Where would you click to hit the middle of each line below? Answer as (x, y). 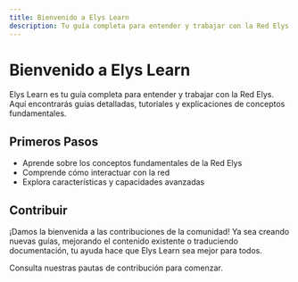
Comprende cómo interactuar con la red (96, 173)
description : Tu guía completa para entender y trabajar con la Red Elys (149, 26)
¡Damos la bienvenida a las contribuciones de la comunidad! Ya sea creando (149, 232)
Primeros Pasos (54, 141)
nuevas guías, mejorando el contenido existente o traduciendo (124, 241)
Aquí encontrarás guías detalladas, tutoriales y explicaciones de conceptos (147, 104)
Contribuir (39, 210)
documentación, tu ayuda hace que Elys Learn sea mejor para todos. (136, 251)
